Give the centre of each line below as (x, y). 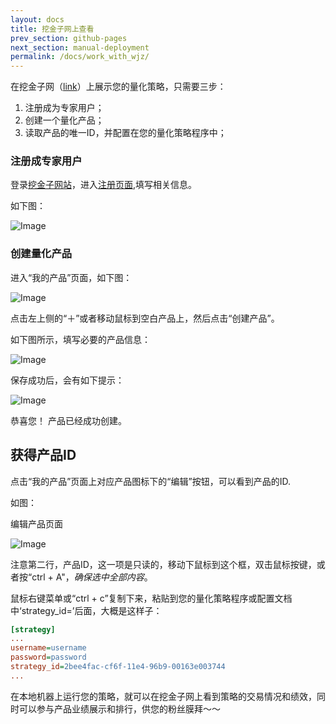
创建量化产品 (41, 254)
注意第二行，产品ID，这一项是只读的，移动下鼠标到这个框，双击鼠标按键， (163, 564)
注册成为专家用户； (64, 108)
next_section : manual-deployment (80, 47)
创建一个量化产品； (64, 120)
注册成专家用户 (46, 161)
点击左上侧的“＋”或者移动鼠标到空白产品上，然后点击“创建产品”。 (145, 318)
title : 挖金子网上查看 (52, 29)
